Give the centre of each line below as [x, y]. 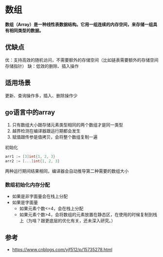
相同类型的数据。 [26, 30]
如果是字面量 [25, 202]
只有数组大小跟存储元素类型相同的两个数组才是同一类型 [67, 125]
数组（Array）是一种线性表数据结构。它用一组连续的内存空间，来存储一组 [79, 24]
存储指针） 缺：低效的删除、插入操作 [42, 66]
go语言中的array [30, 112]
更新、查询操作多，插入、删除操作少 [41, 95]
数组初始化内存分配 [27, 185]
